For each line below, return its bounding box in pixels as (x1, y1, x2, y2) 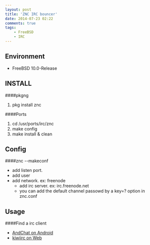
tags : (5, 25, 16, 30)
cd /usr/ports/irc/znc (12, 120, 54, 127)
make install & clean (12, 131, 53, 137)
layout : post (5, 7, 32, 12)
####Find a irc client (5, 220, 47, 226)
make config (12, 126, 37, 132)
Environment (5, 52, 45, 61)
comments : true (5, 20, 36, 26)
